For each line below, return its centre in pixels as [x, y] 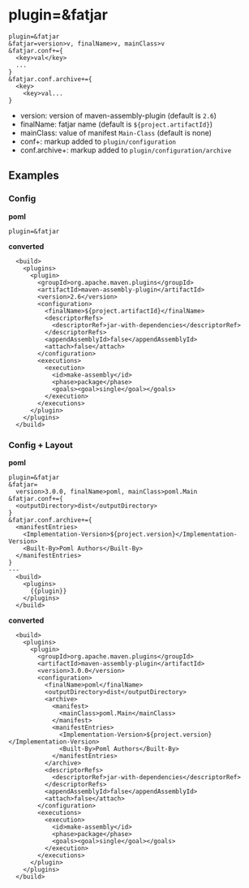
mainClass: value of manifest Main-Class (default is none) [116, 132]
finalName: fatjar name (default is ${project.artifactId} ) [116, 124]
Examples [34, 176]
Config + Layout [41, 445]
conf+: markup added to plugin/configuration [98, 141]
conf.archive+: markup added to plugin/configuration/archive [126, 150]
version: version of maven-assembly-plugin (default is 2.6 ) [118, 115]
